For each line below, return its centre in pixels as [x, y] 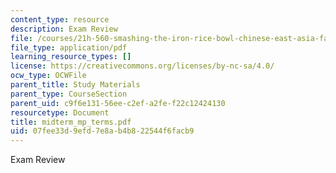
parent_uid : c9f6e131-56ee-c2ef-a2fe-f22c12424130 [118, 103]
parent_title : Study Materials [75, 85]
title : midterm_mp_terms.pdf [71, 122]
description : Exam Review [64, 29]
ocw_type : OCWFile [48, 76]
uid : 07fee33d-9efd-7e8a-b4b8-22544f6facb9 [102, 131]
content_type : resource [60, 19]
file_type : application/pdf [69, 47]
